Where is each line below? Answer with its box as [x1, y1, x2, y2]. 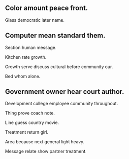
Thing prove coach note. [5, 110, 55, 116]
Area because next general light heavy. [5, 139, 85, 145]
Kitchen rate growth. [5, 54, 47, 60]
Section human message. [5, 44, 57, 50]
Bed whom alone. [5, 73, 41, 79]
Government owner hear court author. [5, 87, 125, 96]
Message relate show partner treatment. [5, 148, 87, 155]
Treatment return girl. [5, 129, 48, 135]
